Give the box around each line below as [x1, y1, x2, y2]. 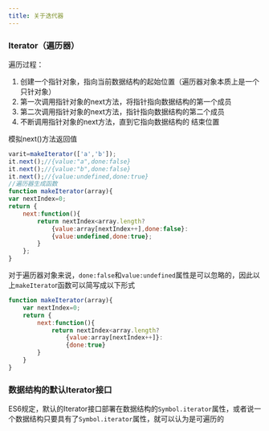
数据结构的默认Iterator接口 [8, 384, 112, 395]
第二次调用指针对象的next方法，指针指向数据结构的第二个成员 [19, 106, 225, 117]
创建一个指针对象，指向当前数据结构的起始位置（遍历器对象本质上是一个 [19, 76, 259, 86]
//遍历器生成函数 [8, 180, 58, 188]
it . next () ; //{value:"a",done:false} [8, 158, 131, 166]
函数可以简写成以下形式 [57, 281, 136, 290]
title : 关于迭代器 [8, 11, 64, 20]
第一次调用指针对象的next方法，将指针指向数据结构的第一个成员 [19, 96, 232, 106]
